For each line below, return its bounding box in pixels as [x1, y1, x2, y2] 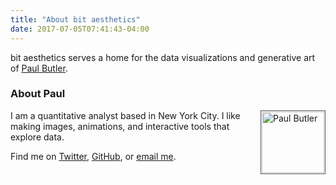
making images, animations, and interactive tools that [10, 120, 230, 132]
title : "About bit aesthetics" [10, 14, 141, 25]
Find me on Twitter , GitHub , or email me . [10, 150, 177, 162]
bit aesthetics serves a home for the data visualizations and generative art [10, 51, 316, 63]
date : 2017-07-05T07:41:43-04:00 [10, 24, 150, 34]
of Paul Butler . [10, 62, 68, 74]
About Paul [10, 87, 66, 101]
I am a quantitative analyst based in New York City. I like [10, 109, 241, 121]
